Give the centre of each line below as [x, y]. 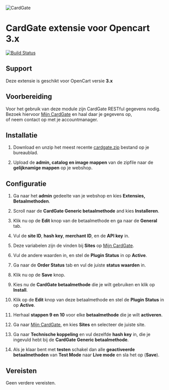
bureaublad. [25, 153]
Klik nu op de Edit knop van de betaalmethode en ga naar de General [85, 221]
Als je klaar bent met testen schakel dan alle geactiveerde [74, 350]
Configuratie [26, 184]
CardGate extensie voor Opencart [78, 28]
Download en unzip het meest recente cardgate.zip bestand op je [81, 147]
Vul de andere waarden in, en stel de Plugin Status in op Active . [80, 255]
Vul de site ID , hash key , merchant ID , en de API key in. [71, 236]
